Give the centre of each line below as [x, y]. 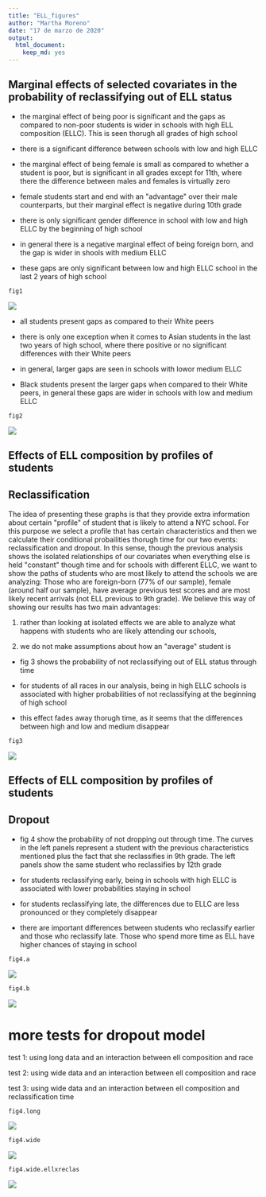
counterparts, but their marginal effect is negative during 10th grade [131, 204]
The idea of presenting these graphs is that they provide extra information [129, 514]
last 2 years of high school [63, 276]
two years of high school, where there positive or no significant [123, 345]
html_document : [40, 45]
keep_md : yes [44, 52]
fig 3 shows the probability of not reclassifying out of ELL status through [138, 662]
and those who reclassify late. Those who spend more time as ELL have [137, 936]
